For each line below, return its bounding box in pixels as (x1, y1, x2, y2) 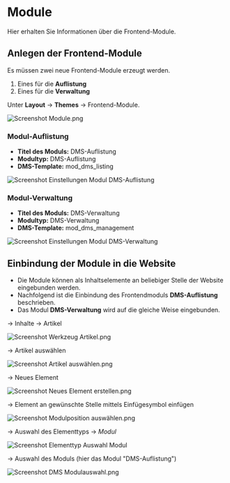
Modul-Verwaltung (7, 193, 73, 202)
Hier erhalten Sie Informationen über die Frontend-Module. (7, 27, 176, 36)
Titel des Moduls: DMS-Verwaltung (17, 209, 120, 217)
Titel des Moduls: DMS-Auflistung (17, 147, 116, 156)
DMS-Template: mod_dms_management (17, 224, 135, 232)
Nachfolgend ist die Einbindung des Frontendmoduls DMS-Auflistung (17, 291, 218, 299)
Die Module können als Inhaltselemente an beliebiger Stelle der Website (17, 276, 224, 285)
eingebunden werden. (17, 283, 81, 292)
